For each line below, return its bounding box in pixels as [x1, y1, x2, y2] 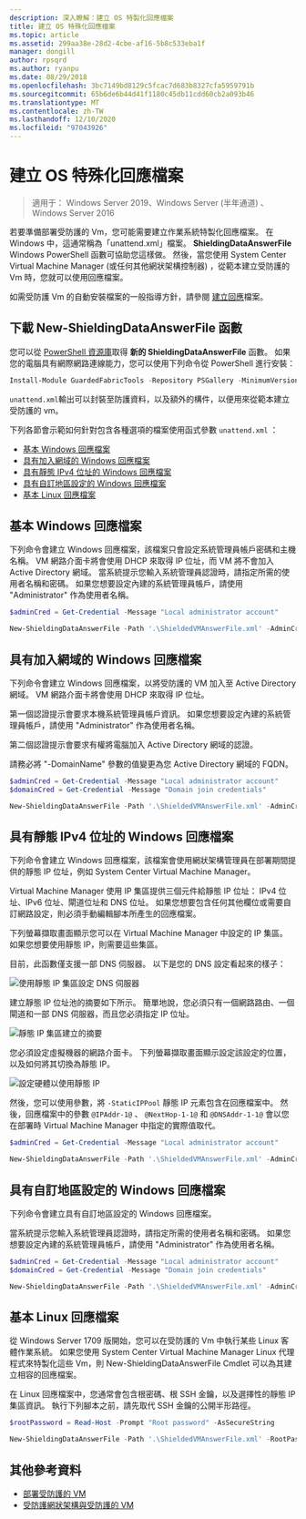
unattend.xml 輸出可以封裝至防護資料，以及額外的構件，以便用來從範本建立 [9, 393, 290, 404]
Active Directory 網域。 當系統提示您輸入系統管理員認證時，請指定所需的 [9, 566, 282, 578]
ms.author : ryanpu [9, 65, 79, 74]
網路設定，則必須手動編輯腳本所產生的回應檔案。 [16, 908, 201, 920]
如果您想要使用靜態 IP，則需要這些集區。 [9, 939, 163, 950]
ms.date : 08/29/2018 [9, 73, 88, 82]
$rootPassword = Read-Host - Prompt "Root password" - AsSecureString [9, 1418, 275, 1428]
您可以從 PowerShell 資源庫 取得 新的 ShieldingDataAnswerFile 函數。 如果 [9, 346, 291, 357]
